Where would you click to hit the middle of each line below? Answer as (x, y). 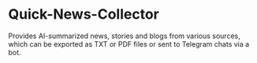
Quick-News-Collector (84, 14)
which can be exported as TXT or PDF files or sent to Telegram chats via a (129, 44)
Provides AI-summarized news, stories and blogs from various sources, (124, 36)
